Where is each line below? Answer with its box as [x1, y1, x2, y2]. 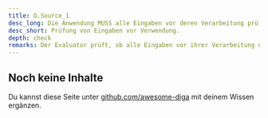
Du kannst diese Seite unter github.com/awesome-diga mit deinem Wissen [8, 92, 254, 101]
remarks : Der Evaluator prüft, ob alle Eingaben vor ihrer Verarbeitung [8, 41, 255, 49]
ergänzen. [8, 100, 41, 110]
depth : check [8, 33, 52, 42]
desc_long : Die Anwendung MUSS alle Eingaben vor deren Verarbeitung [8, 19, 245, 27]
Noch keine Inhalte [8, 71, 104, 85]
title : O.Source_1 [8, 11, 69, 20]
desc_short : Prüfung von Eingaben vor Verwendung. [8, 26, 180, 34]
